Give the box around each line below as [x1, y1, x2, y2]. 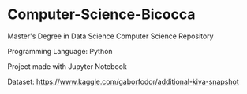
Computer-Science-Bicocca [7, 5, 196, 23]
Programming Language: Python [7, 46, 113, 56]
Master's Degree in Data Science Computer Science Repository [7, 31, 214, 41]
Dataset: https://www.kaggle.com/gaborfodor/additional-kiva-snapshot [7, 77, 239, 86]
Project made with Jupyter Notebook [7, 61, 127, 71]
